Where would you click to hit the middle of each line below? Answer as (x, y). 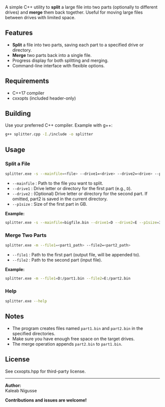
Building (18, 114)
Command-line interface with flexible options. (58, 65)
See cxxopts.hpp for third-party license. (45, 371)
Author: (13, 385)
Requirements (27, 81)
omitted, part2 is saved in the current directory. (60, 199)
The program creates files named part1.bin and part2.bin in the (78, 328)
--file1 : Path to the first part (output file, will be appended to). (76, 254)
